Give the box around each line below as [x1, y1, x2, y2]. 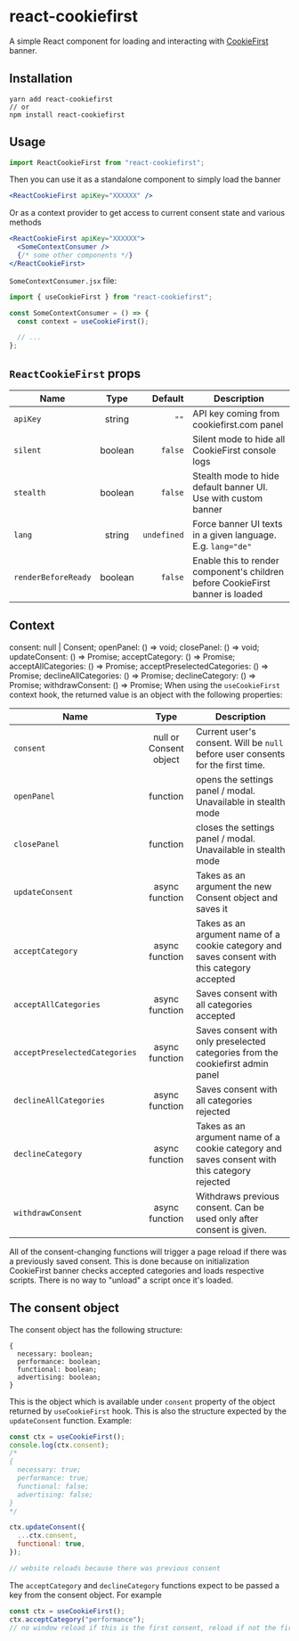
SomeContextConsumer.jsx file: [9, 275, 117, 286]
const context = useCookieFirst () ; [17, 316, 149, 326]
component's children [192, 566, 285, 578]
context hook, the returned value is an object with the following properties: [9, 689, 283, 700]
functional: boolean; [17, 1365, 98, 1374]
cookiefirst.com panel [192, 419, 284, 431]
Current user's [195, 725, 256, 737]
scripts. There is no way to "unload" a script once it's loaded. [9, 1275, 234, 1285]
